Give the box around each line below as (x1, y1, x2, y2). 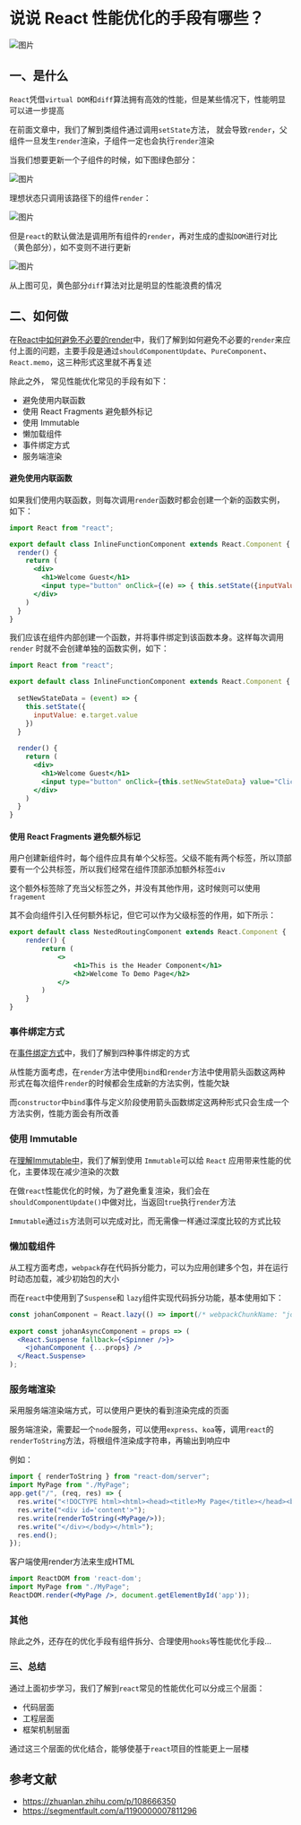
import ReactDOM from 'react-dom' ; (9, 1574, 142, 1583)
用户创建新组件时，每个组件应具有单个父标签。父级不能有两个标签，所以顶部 (9, 852, 292, 863)
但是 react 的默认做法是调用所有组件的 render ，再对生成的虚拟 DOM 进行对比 (9, 230, 278, 241)
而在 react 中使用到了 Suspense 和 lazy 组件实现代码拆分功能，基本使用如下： (9, 1292, 284, 1302)
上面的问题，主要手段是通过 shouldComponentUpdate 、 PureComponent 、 (16, 345, 271, 356)
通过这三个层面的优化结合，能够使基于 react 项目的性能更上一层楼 (9, 1743, 249, 1753)
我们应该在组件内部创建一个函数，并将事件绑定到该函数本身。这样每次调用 (9, 632, 284, 643)
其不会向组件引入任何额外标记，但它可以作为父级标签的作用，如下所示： (9, 910, 276, 921)
